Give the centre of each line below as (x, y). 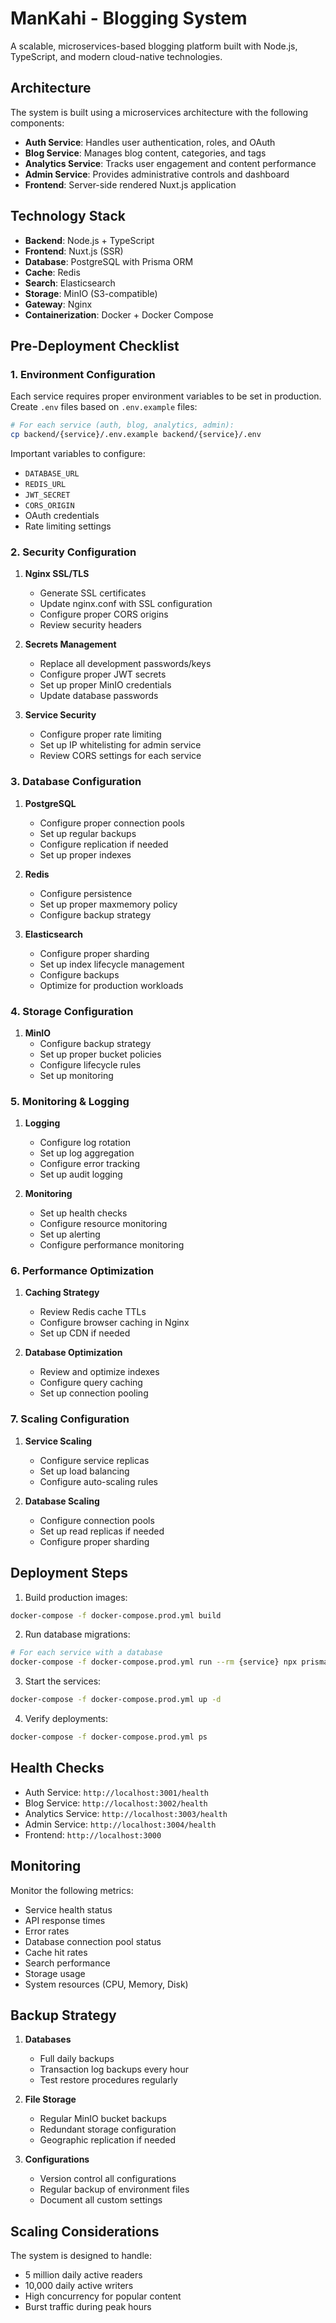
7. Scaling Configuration (70, 1419)
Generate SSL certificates (93, 593)
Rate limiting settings (68, 526)
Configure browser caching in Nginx (114, 1323)
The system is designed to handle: (81, 2256)
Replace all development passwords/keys (125, 664)
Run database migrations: (77, 1634)
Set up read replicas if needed (102, 1531)
